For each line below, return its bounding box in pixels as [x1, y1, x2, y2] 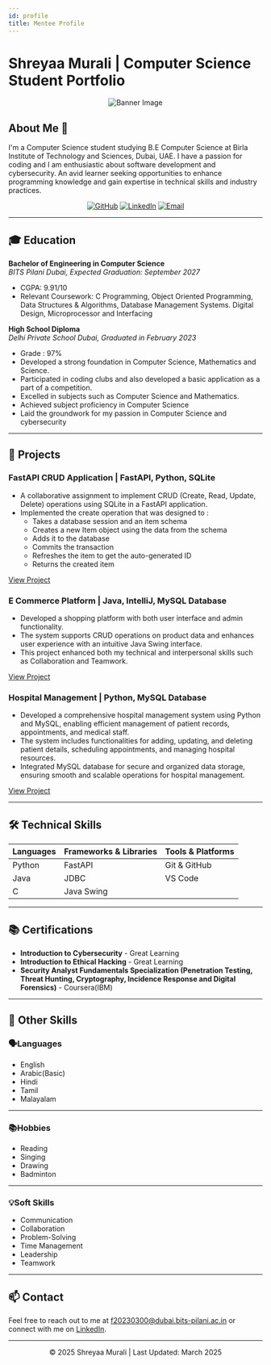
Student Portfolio [8, 71, 126, 90]
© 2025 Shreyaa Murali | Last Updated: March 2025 [48, 1347, 223, 1357]
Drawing [19, 1160, 48, 1170]
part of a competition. [19, 383, 93, 392]
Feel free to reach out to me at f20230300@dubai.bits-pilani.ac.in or [8, 1316, 236, 1325]
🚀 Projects [8, 448, 61, 462]
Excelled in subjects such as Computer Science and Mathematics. [19, 391, 240, 401]
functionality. [19, 622, 64, 632]
